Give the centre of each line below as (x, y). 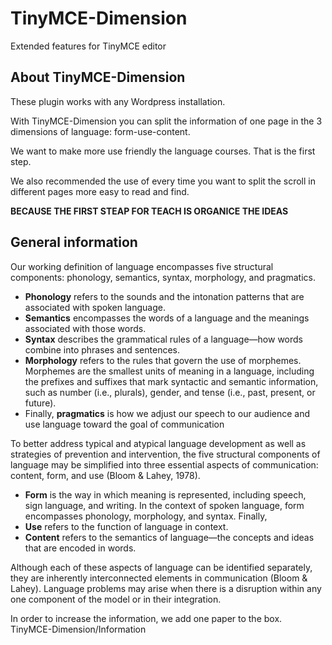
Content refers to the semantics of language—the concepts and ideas (169, 537)
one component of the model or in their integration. (116, 599)
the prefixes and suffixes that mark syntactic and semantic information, (171, 381)
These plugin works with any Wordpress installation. (118, 101)
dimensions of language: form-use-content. (100, 131)
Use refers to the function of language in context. (126, 526)
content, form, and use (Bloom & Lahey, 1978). (105, 475)
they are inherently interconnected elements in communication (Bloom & (159, 578)
